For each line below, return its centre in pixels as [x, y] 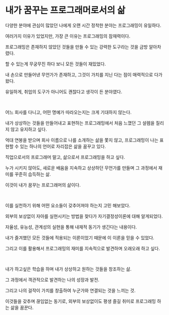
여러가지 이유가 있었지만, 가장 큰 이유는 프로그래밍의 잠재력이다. [68, 36]
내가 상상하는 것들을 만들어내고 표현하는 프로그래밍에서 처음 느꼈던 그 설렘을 [80, 123]
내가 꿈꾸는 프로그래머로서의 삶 [65, 10]
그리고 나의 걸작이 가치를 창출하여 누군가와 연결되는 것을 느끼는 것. [70, 290]
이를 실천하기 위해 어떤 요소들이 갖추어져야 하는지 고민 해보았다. [68, 205]
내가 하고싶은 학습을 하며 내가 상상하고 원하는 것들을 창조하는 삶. [69, 269]
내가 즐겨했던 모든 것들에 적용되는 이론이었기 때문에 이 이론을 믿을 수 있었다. [80, 238]
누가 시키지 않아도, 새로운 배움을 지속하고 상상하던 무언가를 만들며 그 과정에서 [81, 168]
